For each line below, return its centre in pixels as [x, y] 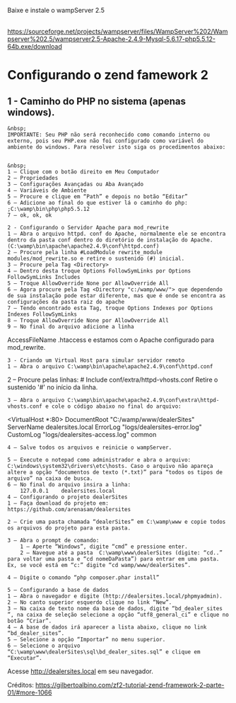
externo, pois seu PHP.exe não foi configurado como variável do [105, 141]
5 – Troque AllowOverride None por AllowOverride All [88, 283]
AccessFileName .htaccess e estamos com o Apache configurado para [111, 340]
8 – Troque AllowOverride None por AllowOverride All [88, 321]
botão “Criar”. [30, 621]
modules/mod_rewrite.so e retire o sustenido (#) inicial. [96, 258]
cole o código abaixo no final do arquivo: [117, 406]
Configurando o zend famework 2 [108, 75]
